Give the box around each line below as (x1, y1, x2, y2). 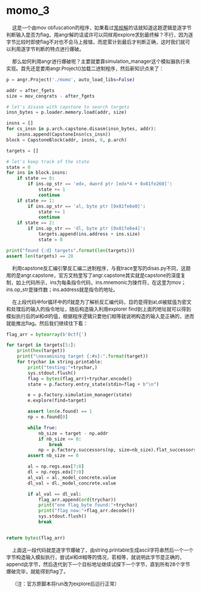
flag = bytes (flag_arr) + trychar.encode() (28, 375, 133, 381)
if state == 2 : (17, 220, 55, 226)
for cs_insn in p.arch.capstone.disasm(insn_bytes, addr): (6, 126, 157, 132)
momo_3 (6, 4, 50, 17)
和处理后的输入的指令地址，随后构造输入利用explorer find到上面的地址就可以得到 (6, 305, 191, 312)
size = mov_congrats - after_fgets (6, 93, 95, 99)
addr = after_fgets (6, 88, 55, 94)
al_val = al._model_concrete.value (28, 474, 117, 480)
